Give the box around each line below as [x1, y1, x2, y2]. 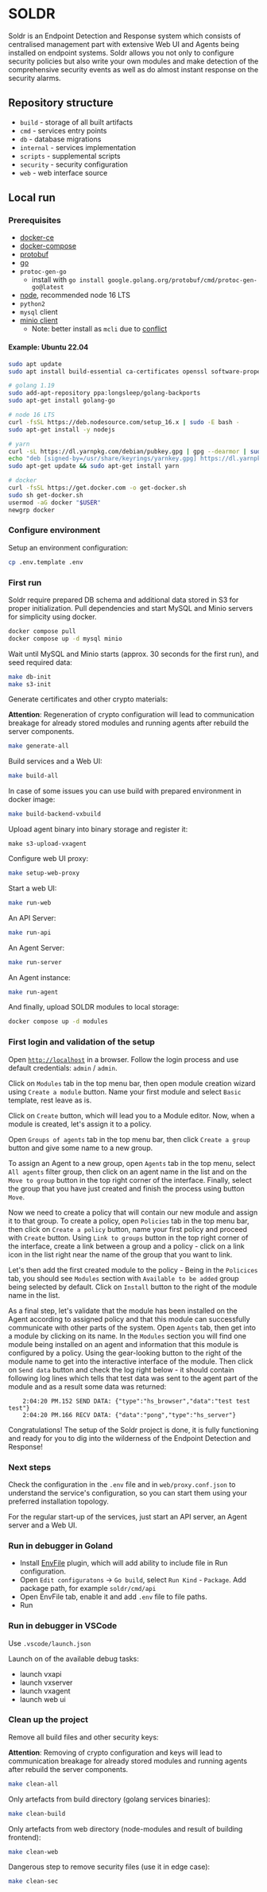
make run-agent [8, 988, 59, 996]
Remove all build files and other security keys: [8, 1732, 159, 1742]
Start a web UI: [8, 883, 57, 893]
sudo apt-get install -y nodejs [8, 426, 115, 434]
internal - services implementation [19, 142, 137, 152]
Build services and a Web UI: [8, 756, 103, 766]
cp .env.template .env [8, 558, 83, 566]
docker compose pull [8, 627, 77, 635]
